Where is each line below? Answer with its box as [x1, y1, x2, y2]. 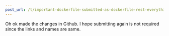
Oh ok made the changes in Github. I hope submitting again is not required [5, 21, 159, 27]
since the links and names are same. [5, 26, 81, 32]
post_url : [5, 7, 26, 12]
